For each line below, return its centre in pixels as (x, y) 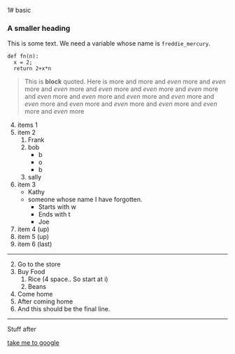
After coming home (45, 301)
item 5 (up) (33, 237)
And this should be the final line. (64, 309)
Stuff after (22, 329)
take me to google (33, 343)
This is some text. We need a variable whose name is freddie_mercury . (109, 43)
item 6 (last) (35, 244)
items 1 (28, 125)
